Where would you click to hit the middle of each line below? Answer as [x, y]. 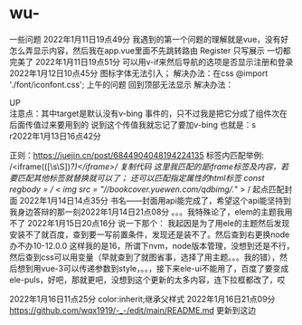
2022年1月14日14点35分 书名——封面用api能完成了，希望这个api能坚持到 [156, 200]
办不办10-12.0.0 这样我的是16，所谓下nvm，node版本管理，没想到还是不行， [152, 245]
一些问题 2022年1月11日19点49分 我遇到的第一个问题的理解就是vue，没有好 [149, 39]
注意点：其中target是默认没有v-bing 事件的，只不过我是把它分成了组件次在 [148, 113]
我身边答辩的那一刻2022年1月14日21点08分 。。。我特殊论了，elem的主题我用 [151, 212]
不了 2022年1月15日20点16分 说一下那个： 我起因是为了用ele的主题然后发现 [150, 223]
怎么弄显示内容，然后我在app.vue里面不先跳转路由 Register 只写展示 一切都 [150, 50]
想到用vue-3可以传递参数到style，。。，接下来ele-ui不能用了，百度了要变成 [153, 268]
